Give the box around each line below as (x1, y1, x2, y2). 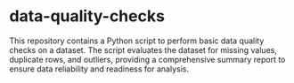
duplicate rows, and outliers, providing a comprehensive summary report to (9, 54, 286, 64)
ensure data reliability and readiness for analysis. (9, 64, 190, 74)
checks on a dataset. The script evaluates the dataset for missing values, (9, 44, 278, 55)
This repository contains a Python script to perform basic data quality (9, 35, 265, 46)
